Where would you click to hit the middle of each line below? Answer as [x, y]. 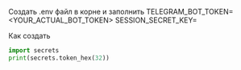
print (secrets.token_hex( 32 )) [59, 58]
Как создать [29, 36]
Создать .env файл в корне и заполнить [77, 12]
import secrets [34, 51]
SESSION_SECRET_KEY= [156, 20]
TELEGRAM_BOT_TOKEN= [190, 12]
